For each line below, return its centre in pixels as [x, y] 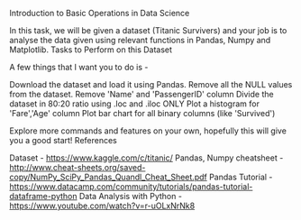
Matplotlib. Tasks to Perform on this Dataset [91, 50]
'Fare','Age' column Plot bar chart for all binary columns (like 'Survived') [142, 113]
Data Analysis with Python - [131, 196]
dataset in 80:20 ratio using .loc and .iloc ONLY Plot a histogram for [134, 104]
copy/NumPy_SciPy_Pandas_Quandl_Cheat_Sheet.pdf [108, 177]
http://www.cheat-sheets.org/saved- [78, 167]
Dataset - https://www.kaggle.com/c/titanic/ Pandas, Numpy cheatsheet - [146, 158]
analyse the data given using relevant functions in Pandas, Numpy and [140, 40]
